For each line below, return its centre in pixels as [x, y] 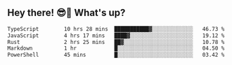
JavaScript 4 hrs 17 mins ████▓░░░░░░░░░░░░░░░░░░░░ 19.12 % [116, 36]
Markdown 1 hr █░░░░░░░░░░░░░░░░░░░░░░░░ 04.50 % [116, 49]
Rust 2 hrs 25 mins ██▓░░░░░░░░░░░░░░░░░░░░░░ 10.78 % [116, 42]
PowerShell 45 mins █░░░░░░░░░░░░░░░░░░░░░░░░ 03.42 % [116, 55]
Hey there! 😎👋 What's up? [66, 13]
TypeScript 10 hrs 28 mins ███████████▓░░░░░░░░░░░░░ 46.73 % [116, 29]
